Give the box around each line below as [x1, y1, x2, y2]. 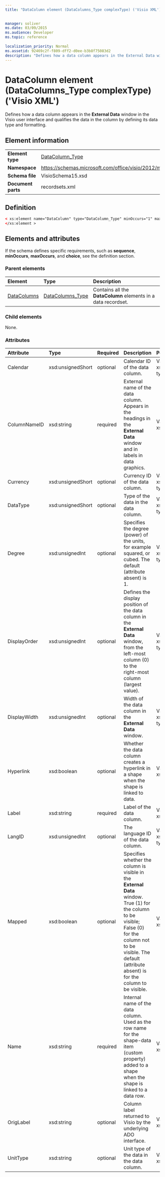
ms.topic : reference [5, 35, 48, 40]
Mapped [7, 918, 27, 925]
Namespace [7, 165, 37, 171]
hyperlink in [123, 765, 151, 772]
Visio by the [123, 1119, 151, 1126]
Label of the [123, 804, 151, 810]
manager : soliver [5, 21, 41, 26]
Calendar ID [123, 358, 151, 365]
